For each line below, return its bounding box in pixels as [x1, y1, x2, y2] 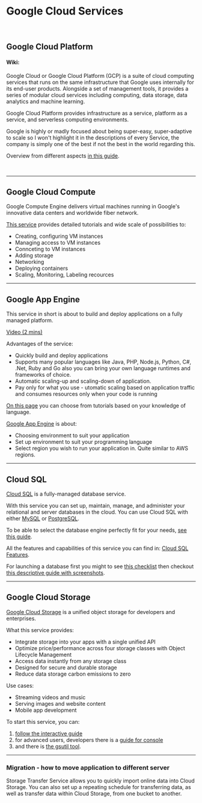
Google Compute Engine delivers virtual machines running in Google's [6, 203, 180, 210]
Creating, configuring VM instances [14, 232, 103, 240]
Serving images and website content [14, 700, 106, 707]
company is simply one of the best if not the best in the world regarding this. [6, 140, 195, 147]
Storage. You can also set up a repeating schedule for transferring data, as [6, 784, 191, 791]
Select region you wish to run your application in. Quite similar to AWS [14, 445, 188, 452]
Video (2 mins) [6, 328, 43, 336]
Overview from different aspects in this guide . [6, 152, 120, 159]
